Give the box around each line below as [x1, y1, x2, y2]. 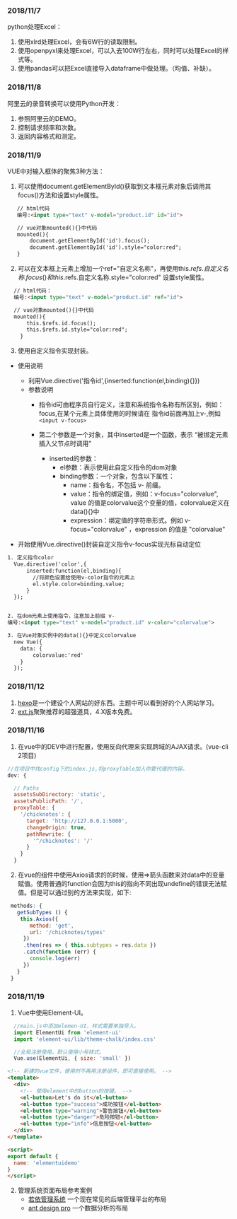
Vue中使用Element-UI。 [17, 1008, 87, 1017]
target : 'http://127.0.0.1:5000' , [25, 817, 129, 824]
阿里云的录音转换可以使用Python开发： [7, 99, 122, 107]
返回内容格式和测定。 [17, 132, 80, 140]
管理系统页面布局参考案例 [17, 1186, 93, 1195]
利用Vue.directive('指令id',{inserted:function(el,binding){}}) [28, 377, 200, 385]
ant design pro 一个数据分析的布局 [28, 1204, 129, 1213]
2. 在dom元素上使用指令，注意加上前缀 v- [7, 612, 115, 620]
